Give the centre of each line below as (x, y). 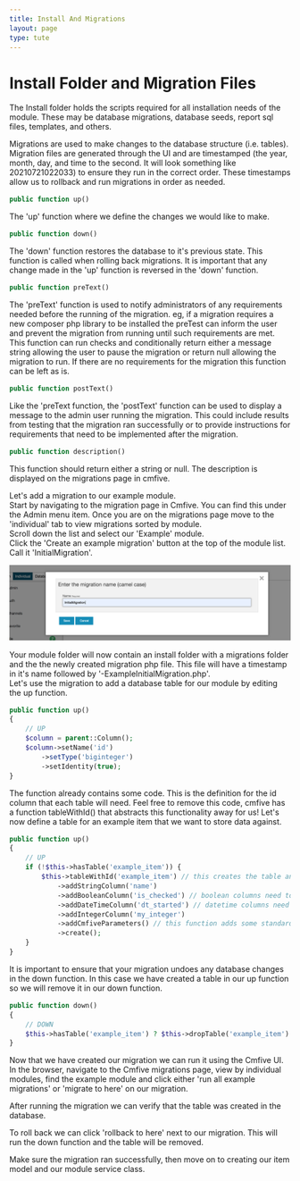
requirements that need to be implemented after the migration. (124, 434)
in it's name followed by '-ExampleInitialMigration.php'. (110, 674)
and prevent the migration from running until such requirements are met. (142, 333)
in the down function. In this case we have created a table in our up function (149, 978)
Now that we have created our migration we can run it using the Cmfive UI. (146, 1060)
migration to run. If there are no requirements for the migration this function (148, 361)
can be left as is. (39, 371)
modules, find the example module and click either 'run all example (133, 1079)
